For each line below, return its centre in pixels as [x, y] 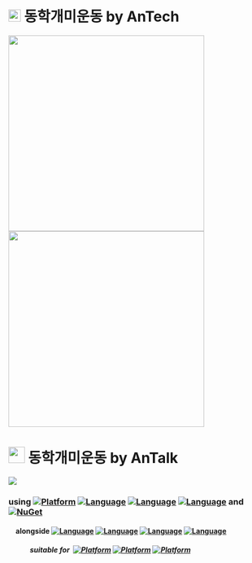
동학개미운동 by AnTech [102, 17]
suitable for [50, 549]
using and [126, 501]
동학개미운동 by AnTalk [103, 458]
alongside [33, 531]
